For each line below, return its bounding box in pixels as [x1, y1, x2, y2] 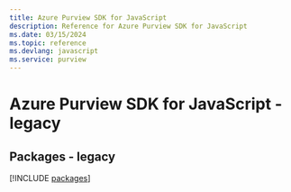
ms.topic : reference [9, 38, 87, 48]
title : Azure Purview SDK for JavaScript [9, 13, 168, 23]
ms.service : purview [9, 55, 87, 64]
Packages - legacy [9, 149, 115, 164]
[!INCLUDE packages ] [9, 173, 91, 183]
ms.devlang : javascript [9, 47, 99, 56]
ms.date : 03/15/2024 [9, 30, 87, 39]
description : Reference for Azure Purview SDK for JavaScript [9, 22, 248, 31]
